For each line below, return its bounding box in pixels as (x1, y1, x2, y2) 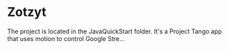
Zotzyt (7, 4, 46, 20)
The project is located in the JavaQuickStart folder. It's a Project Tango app (7, 27, 222, 35)
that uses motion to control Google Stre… (7, 34, 125, 42)
